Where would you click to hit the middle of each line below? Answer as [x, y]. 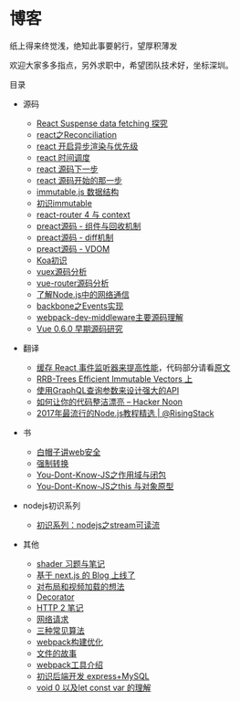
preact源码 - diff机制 [75, 237]
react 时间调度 [63, 157]
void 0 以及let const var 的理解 [94, 687]
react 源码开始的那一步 [79, 180]
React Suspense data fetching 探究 [102, 123]
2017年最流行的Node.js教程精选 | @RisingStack [125, 413]
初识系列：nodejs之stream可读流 [98, 525]
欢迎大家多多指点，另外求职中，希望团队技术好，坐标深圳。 [121, 65]
